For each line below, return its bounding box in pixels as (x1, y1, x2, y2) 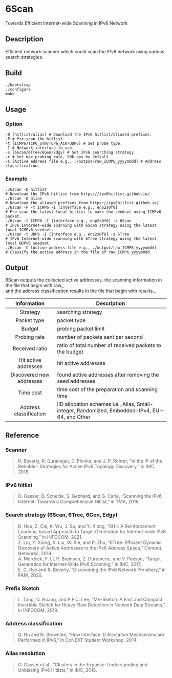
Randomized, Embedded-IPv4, (76, 407, 152, 414)
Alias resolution (5, 650, 46, 657)
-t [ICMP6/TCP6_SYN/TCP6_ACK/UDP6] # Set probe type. (5, 141, 123, 146)
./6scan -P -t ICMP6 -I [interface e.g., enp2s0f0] (5, 205, 118, 210)
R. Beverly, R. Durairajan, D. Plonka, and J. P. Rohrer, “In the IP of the (17, 458, 163, 464)
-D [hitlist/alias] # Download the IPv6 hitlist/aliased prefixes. (5, 132, 153, 137)
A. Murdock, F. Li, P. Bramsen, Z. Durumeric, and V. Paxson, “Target (17, 556, 161, 562)
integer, (57, 407, 76, 414)
